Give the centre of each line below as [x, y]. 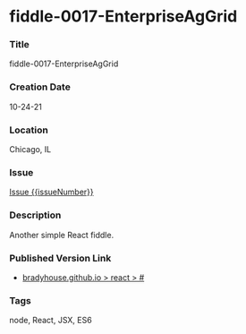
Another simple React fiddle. [62, 235]
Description [35, 215]
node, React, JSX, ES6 [51, 321]
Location [29, 130]
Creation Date [40, 87]
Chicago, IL [30, 150]
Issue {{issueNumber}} [51, 192]
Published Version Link [60, 258]
